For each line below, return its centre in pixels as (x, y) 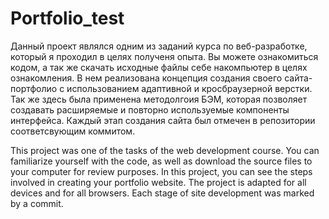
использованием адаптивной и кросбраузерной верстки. (189, 88)
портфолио (34, 88)
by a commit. (37, 203)
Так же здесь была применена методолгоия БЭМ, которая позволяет (159, 99)
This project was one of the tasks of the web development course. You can (165, 150)
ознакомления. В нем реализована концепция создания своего (146, 78)
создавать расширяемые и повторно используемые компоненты (150, 109)
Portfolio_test (67, 18)
